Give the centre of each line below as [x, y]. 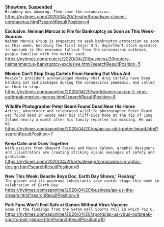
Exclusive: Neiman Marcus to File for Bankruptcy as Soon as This [73, 31]
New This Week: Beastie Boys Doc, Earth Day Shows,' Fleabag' [70, 176]
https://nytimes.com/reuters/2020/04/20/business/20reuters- [68, 59]
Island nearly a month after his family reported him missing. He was [79, 120]
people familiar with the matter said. [46, 54]
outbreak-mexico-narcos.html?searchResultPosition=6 [60, 97]
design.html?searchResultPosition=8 [42, 167]
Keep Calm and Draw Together [37, 143]
